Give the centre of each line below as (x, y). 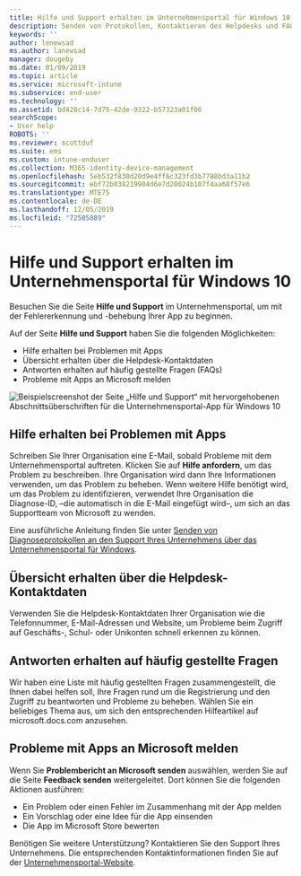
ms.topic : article (43, 76)
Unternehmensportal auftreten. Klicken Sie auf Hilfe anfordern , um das (141, 465)
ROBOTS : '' (30, 135)
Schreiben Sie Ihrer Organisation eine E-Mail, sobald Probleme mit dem (140, 456)
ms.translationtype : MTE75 (60, 193)
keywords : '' (34, 34)
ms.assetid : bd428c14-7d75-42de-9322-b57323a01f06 (106, 109)
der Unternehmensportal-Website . (73, 862)
